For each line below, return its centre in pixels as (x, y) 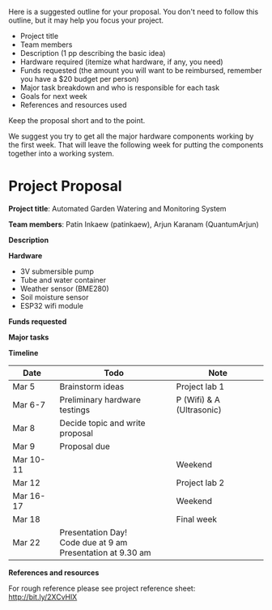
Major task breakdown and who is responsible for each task (120, 87)
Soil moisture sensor (54, 297)
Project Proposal (66, 186)
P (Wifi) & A (198, 399)
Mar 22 (26, 542)
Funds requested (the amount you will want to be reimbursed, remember (141, 70)
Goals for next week (53, 96)
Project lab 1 (200, 386)
